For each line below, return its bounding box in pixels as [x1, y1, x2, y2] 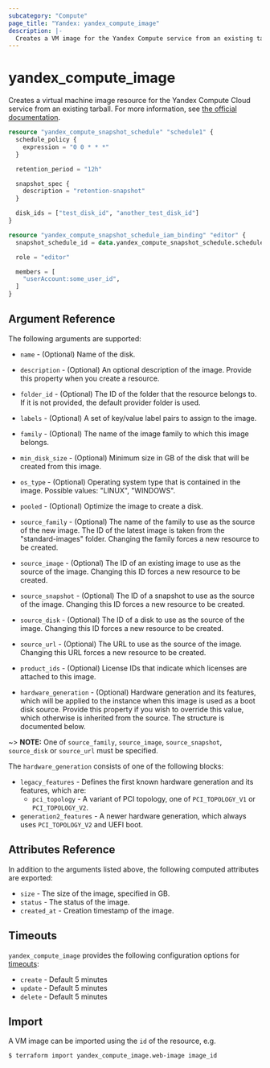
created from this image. [19, 461, 102, 471]
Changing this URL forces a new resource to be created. [19, 647, 207, 657]
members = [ [15, 267, 56, 276]
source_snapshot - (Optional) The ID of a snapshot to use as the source [19, 591, 255, 600]
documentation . [8, 113, 61, 122]
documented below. [19, 721, 86, 731]
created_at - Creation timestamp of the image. [19, 905, 174, 915]
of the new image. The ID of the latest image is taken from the [19, 525, 225, 535]
